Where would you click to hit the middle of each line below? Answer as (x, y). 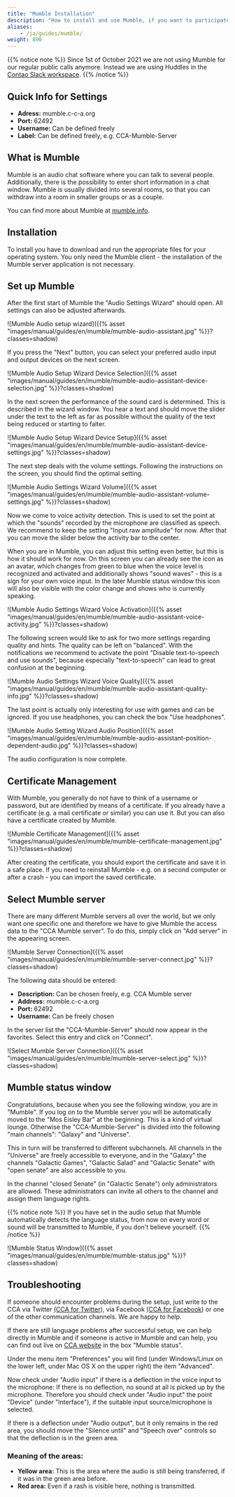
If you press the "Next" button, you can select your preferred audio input (112, 352)
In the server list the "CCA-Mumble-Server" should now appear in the (107, 1030)
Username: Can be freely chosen (65, 1016)
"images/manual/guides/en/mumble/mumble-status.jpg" (88, 1255)
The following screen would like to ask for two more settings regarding (109, 638)
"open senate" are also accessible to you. (67, 1170)
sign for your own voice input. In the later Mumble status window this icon (114, 581)
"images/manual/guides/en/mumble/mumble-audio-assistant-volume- (108, 495)
